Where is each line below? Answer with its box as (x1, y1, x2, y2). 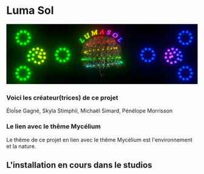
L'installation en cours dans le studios (6, 159, 153, 170)
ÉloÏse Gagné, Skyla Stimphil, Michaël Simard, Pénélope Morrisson (6, 107, 173, 115)
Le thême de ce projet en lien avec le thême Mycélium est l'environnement (6, 136, 193, 143)
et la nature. (6, 143, 36, 150)
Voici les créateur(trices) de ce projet (6, 93, 118, 101)
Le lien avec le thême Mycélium (6, 122, 101, 130)
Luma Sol (6, 4, 54, 18)
